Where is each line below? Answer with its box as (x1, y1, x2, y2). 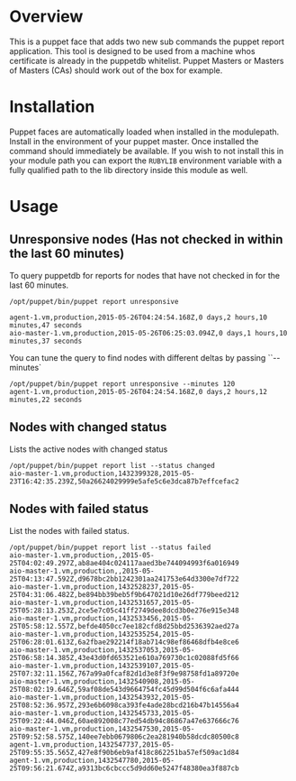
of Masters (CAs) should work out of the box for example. (9, 65, 223, 76)
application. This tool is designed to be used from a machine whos (9, 45, 256, 56)
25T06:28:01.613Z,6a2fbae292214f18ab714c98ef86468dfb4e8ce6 (9, 638, 240, 647)
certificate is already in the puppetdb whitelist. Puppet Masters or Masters (9, 55, 284, 66)
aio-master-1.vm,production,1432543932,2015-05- (9, 693, 195, 702)
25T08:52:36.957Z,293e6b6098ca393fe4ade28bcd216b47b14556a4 (9, 701, 240, 710)
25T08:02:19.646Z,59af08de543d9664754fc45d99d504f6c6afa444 (9, 685, 240, 694)
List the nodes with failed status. (9, 525, 130, 536)
